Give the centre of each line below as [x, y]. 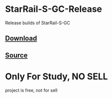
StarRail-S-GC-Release [54, 9]
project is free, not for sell [31, 90]
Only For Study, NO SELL [56, 76]
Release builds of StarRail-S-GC [38, 23]
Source [17, 55]
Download [21, 38]
